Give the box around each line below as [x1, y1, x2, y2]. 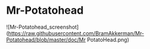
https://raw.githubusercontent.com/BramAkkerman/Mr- [8, 29, 145, 36]
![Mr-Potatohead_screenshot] [6, 23, 79, 30]
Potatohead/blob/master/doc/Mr [6, 36, 86, 43]
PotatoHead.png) [87, 36, 130, 43]
